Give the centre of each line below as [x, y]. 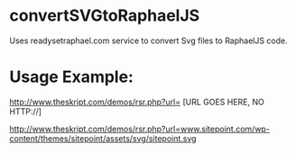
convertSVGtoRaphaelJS [105, 16]
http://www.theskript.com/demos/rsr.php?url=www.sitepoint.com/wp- [140, 129]
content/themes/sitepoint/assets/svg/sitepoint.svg [103, 138]
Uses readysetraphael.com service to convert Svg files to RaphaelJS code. [149, 40]
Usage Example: [71, 77]
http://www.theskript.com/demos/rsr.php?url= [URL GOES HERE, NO [137, 102]
